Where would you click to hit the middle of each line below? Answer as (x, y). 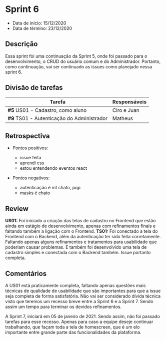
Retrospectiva (27, 136)
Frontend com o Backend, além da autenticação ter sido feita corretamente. (83, 237)
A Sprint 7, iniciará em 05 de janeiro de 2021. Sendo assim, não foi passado (82, 316)
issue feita (30, 158)
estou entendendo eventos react (53, 168)
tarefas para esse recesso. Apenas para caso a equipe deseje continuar (79, 322)
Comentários (26, 273)
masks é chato (35, 193)
